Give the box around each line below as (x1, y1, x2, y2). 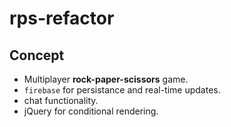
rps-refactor (9, 7, 115, 30)
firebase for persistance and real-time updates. (23, 84, 221, 96)
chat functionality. (23, 95, 99, 106)
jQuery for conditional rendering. (23, 105, 159, 117)
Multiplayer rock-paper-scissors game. (23, 73, 189, 85)
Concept (9, 47, 65, 64)
